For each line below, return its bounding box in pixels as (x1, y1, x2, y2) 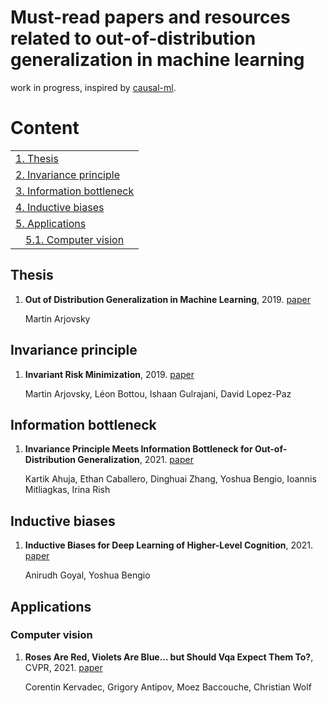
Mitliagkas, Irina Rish (24, 484, 111, 496)
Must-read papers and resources (10, 6, 291, 29)
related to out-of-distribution (10, 27, 257, 50)
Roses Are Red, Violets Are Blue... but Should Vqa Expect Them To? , (24, 651, 314, 663)
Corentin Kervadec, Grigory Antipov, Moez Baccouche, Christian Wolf (24, 681, 312, 693)
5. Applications (15, 216, 87, 230)
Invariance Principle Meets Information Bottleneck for (24, 443, 253, 455)
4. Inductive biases (15, 200, 105, 214)
